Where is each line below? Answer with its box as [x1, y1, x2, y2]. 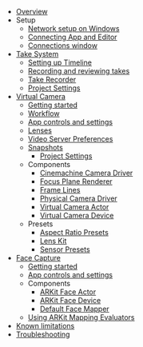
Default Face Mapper [39, 304, 109, 313]
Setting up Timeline [27, 58, 92, 67]
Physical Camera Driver [39, 193, 117, 203]
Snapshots [27, 143, 64, 152]
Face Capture [15, 253, 62, 262]
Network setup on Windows [27, 24, 120, 33]
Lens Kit [39, 236, 67, 245]
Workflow [27, 109, 60, 118]
